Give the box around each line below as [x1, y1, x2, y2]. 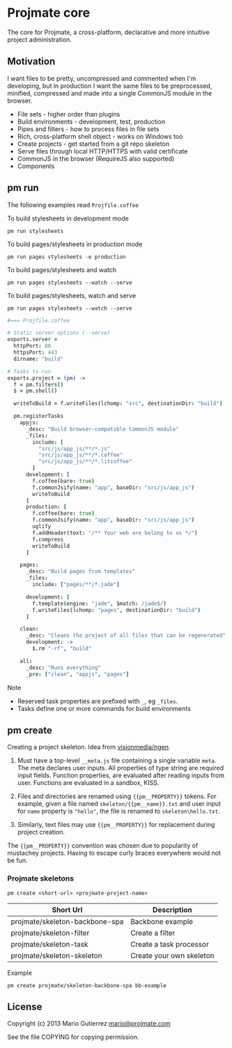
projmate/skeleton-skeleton [10, 950, 102, 960]
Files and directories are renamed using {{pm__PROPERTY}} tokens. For [17, 792, 217, 800]
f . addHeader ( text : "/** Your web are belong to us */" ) [32, 529, 198, 537]
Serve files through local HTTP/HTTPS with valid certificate [17, 147, 188, 155]
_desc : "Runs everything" [25, 664, 101, 671]
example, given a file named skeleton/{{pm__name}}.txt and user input [17, 800, 222, 808]
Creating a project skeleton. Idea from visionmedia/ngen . [7, 743, 171, 751]
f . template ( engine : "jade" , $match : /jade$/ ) [32, 600, 167, 607]
